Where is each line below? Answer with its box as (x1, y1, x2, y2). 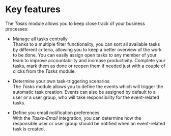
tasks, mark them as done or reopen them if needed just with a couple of (12, 63, 165, 69)
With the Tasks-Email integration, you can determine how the (12, 115, 141, 121)
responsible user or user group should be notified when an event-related (12, 120, 165, 126)
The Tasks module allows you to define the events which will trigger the (12, 83, 163, 90)
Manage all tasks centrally (12, 36, 68, 42)
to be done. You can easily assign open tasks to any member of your (12, 52, 157, 58)
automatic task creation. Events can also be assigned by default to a (12, 89, 156, 95)
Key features (5, 4, 61, 15)
